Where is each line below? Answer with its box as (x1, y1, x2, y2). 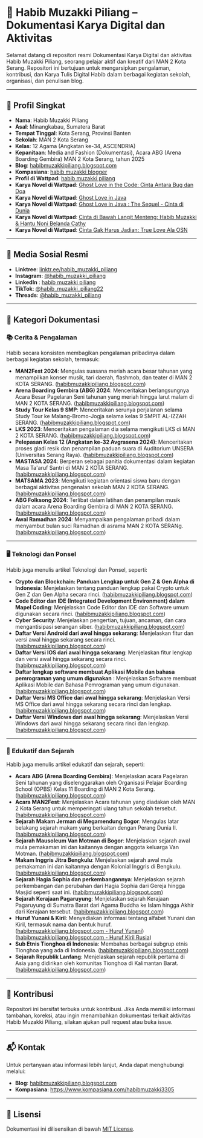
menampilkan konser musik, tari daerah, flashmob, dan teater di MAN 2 (14, 374, 193, 381)
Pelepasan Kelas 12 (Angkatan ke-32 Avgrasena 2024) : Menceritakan (14, 438, 193, 445)
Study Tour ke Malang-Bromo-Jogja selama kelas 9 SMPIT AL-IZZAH (14, 413, 187, 420)
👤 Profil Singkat (6, 100, 66, 111)
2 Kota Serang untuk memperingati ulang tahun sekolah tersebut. (14, 804, 178, 812)
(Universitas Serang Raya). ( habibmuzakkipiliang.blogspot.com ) (14, 452, 174, 459)
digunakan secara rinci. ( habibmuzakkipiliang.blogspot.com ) (14, 610, 166, 617)
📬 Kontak (6, 1042, 45, 1052)
